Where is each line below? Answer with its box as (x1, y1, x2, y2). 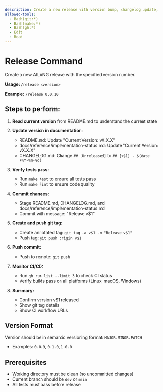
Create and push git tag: (12, 220, 62, 226)
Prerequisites (5, 358, 47, 367)
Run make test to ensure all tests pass (19, 176, 96, 182)
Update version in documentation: (12, 127, 83, 133)
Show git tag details (19, 302, 60, 308)
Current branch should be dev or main (12, 376, 87, 382)
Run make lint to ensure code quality (19, 181, 95, 187)
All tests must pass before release (12, 382, 81, 388)
